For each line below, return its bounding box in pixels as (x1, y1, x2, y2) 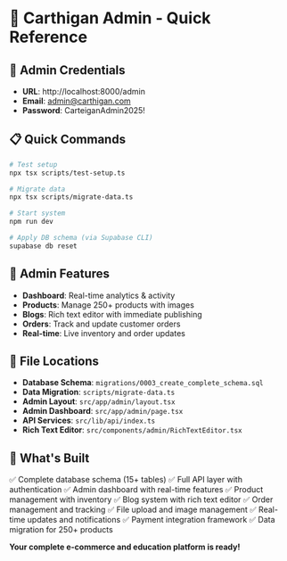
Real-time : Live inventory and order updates (21, 327, 185, 338)
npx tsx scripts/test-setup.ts (9, 169, 126, 177)
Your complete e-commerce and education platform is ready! (9, 541, 241, 552)
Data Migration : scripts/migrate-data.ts (21, 387, 176, 398)
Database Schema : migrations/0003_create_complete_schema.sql (21, 377, 264, 388)
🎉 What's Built (9, 450, 90, 466)
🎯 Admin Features (9, 267, 110, 282)
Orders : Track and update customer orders (21, 318, 181, 329)
